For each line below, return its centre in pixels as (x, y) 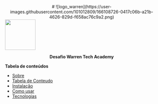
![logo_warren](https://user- (84, 7)
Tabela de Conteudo (33, 81)
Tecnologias (24, 96)
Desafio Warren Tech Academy (82, 57)
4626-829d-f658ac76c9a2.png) (82, 17)
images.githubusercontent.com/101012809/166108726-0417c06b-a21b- (82, 12)
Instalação (22, 86)
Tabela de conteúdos (27, 66)
